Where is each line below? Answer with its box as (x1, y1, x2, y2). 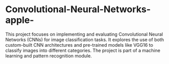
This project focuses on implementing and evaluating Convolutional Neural (5, 31, 163, 37)
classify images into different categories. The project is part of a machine (5, 47, 161, 53)
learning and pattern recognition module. (5, 52, 92, 59)
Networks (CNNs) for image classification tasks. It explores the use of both (5, 37, 164, 43)
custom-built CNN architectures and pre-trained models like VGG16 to (5, 42, 153, 48)
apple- (5, 14, 34, 26)
